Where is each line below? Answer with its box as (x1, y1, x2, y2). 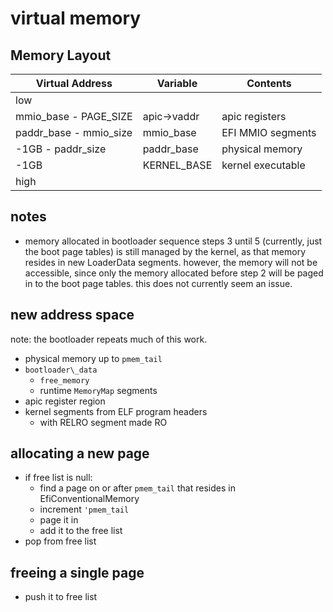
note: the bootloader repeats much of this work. (10, 333, 208, 345)
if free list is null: (24, 472, 93, 484)
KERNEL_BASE (142, 158, 213, 172)
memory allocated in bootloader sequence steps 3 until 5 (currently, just (24, 235, 323, 247)
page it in (39, 514, 79, 526)
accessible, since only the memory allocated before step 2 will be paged (24, 267, 324, 279)
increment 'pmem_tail (39, 503, 130, 516)
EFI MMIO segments (221, 126, 317, 139)
